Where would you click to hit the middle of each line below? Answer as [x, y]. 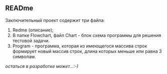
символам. [24, 56]
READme [19, 8]
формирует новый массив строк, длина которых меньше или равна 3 [87, 51]
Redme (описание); [33, 30]
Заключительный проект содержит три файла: [55, 20]
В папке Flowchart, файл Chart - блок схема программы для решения [87, 35]
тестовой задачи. [31, 40]
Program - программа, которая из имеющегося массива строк [80, 46]
